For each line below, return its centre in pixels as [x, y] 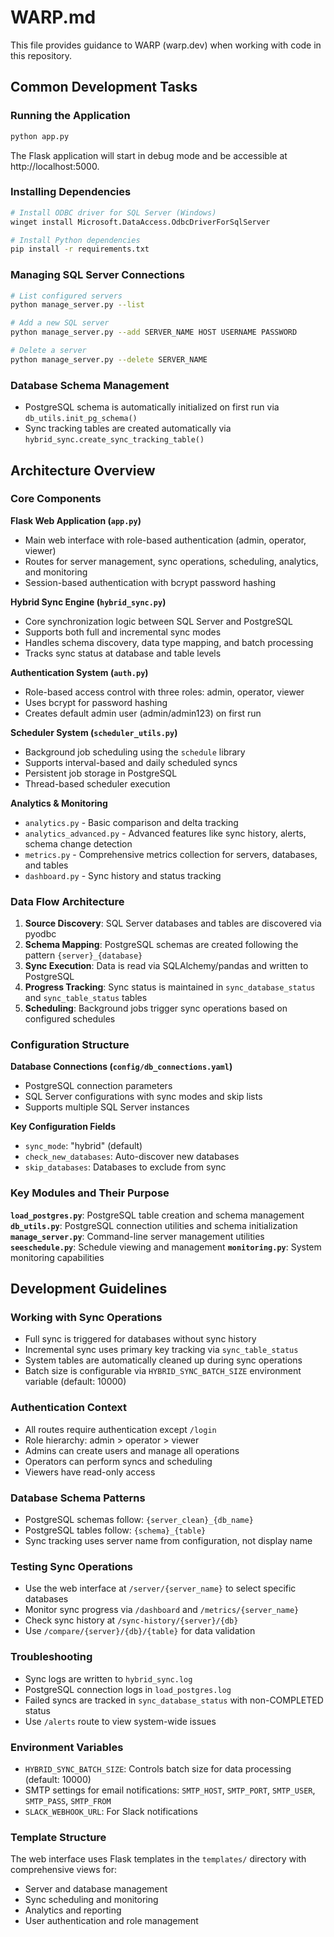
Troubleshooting [51, 1657]
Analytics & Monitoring [59, 803]
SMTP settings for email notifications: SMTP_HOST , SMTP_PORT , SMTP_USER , [170, 1790]
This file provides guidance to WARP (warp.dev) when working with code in [166, 45]
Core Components [56, 499]
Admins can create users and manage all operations [132, 1450]
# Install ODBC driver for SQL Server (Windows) [113, 212]
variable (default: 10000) [75, 1382]
